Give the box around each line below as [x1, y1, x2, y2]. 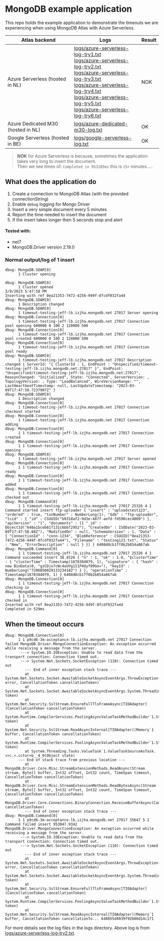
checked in [5, 598, 27, 603]
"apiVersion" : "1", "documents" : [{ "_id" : [5, 521, 102, 526]
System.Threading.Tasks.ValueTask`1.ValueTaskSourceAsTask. [31, 749, 156, 754]
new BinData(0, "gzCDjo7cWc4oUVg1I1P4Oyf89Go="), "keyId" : [5, 564, 130, 569]
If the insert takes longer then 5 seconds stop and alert [12, 217, 123, 223]
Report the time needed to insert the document [12, 211, 107, 217]
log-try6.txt [74, 112, 102, 119]
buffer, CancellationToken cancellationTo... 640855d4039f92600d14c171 [5, 916, 154, 921]
